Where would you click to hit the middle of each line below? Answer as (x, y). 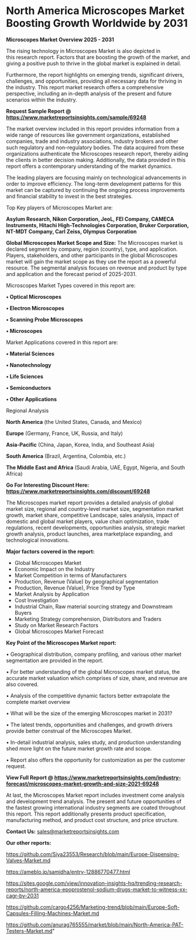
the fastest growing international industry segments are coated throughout (96, 807)
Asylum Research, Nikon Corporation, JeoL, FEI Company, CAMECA (90, 219)
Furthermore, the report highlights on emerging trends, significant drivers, (95, 75)
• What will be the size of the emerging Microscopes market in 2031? (89, 713)
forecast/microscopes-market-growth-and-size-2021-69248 (82, 784)
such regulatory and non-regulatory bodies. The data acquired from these (95, 147)
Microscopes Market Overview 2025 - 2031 (60, 39)
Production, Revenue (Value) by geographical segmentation (87, 581)
